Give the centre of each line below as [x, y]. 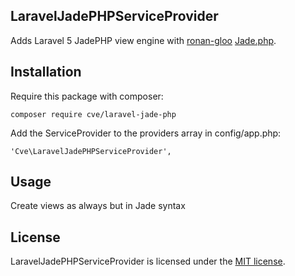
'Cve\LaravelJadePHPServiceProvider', [91, 151]
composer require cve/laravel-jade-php [93, 114]
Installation [46, 72]
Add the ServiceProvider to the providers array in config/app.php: [146, 133]
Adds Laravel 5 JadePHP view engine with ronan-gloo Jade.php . [143, 40]
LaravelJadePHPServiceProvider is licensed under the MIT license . [148, 261]
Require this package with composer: [87, 96]
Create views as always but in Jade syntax [98, 206]
